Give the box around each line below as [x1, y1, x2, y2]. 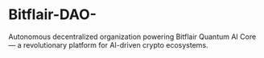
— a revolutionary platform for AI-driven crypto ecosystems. [8, 40, 208, 49]
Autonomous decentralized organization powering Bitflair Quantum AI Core [8, 32, 257, 41]
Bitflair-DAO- [8, 6, 97, 24]
